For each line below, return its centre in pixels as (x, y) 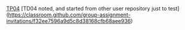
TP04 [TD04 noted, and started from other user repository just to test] (93, 9)
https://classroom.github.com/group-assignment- (69, 15)
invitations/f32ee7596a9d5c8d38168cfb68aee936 (69, 21)
